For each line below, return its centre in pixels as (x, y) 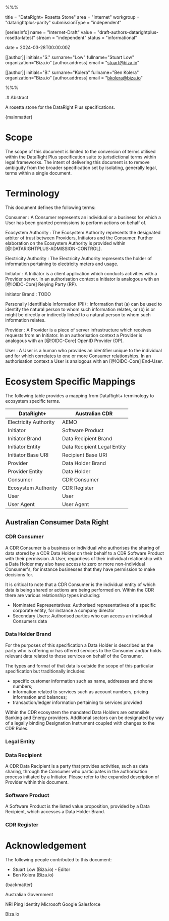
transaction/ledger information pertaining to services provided (77, 702)
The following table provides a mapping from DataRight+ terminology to (80, 395)
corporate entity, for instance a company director (64, 610)
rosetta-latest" (20, 38)
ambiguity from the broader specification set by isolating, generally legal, (81, 168)
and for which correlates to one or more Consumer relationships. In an (78, 356)
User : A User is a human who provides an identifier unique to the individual (84, 350)
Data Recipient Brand (87, 438)
